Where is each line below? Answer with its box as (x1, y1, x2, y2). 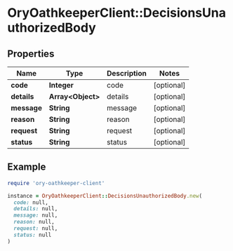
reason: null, (13, 219, 55, 226)
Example (7, 161, 46, 173)
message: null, (13, 212, 58, 219)
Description (106, 69, 147, 78)
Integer (48, 81, 74, 90)
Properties (7, 48, 55, 60)
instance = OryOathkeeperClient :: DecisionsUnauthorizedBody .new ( (7, 192, 202, 199)
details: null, (13, 205, 58, 212)
